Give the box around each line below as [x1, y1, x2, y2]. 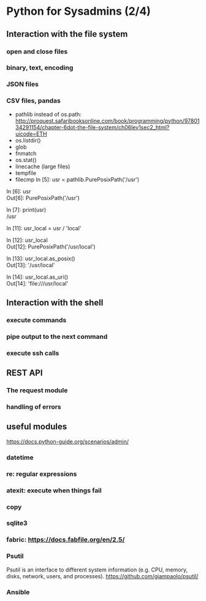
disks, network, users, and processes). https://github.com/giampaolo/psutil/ [6, 572, 199, 580]
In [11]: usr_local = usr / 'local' [6, 224, 82, 231]
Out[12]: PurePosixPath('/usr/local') [6, 242, 96, 250]
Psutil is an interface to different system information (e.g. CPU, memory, [6, 566, 188, 573]
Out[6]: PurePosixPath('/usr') [6, 194, 80, 201]
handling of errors [6, 403, 61, 411]
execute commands [6, 316, 67, 324]
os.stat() [15, 156, 37, 163]
